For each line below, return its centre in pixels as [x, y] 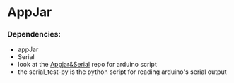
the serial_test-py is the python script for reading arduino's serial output [122, 72]
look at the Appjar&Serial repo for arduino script [87, 65]
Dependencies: [34, 34]
